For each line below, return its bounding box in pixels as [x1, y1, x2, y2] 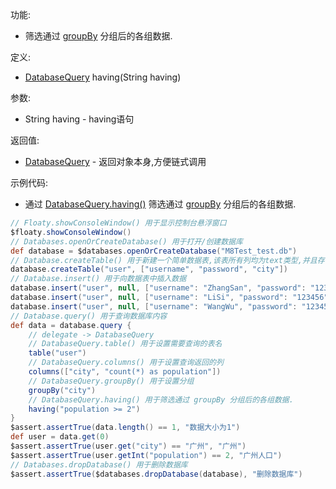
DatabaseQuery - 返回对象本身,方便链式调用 [24, 156, 207, 167]
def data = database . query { [10, 320, 132, 330]
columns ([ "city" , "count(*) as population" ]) [28, 367, 222, 377]
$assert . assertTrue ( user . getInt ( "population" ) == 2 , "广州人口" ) [10, 450, 283, 460]
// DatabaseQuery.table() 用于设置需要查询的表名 [28, 339, 223, 349]
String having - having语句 [24, 113, 135, 125]
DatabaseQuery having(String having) [24, 71, 182, 83]
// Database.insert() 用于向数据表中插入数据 [10, 274, 187, 284]
